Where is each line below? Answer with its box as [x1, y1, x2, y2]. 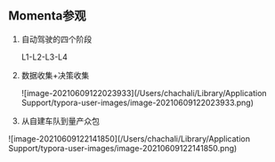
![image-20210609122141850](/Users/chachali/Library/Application [8, 133, 251, 144]
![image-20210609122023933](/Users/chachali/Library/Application [20, 87, 268, 98]
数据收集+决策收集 [20, 69, 90, 80]
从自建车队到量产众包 [20, 115, 100, 126]
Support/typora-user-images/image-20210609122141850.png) [8, 142, 238, 153]
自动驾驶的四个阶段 [20, 34, 93, 45]
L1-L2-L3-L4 [20, 52, 69, 62]
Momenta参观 [8, 8, 86, 24]
